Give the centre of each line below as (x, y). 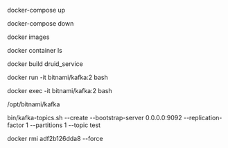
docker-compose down (41, 23)
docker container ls (35, 50)
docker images (28, 37)
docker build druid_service (45, 64)
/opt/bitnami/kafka (34, 104)
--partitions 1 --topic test (65, 125)
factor (16, 125)
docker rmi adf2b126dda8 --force (55, 139)
